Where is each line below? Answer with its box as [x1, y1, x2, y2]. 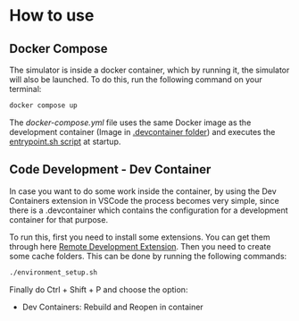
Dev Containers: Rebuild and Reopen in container [21, 301, 203, 312]
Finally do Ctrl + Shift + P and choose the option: [9, 283, 188, 295]
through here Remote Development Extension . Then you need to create [9, 241, 271, 251]
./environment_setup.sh [9, 267, 98, 277]
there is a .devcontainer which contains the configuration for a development [9, 205, 288, 215]
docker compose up [9, 101, 78, 110]
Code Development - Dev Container [9, 162, 212, 177]
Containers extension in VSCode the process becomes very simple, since [9, 195, 279, 206]
